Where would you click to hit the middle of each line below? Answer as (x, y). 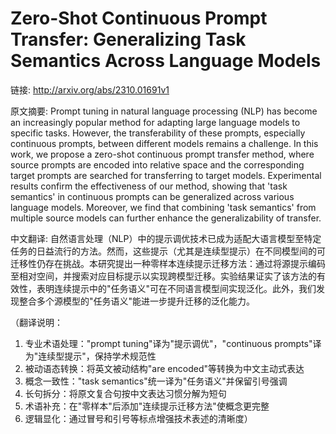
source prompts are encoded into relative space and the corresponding (157, 164)
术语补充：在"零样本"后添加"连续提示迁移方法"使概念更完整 (147, 406)
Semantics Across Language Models (166, 61)
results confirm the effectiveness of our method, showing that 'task (149, 186)
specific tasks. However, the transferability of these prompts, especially (158, 133)
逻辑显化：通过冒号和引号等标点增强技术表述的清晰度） (138, 418)
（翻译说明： (36, 322)
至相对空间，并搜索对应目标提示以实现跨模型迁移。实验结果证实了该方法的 (163, 276)
